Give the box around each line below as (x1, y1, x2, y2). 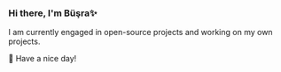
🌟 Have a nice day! (8, 54, 77, 64)
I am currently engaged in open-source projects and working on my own (8, 27, 273, 38)
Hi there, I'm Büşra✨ (8, 7, 98, 19)
